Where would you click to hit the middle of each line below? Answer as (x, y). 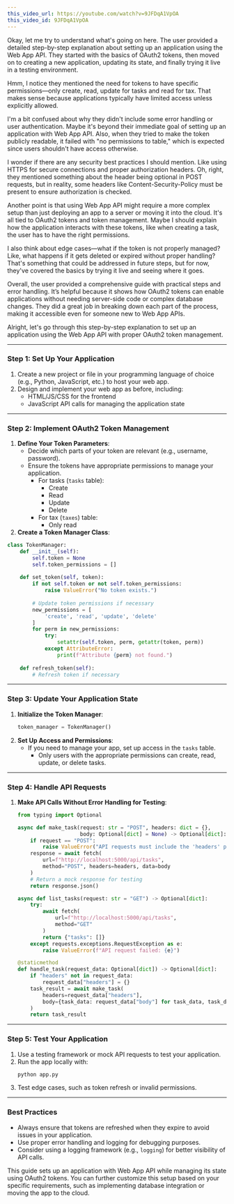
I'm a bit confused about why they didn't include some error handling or (110, 118)
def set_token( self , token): (62, 578)
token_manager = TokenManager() (64, 727)
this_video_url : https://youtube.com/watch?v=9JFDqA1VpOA (93, 14)
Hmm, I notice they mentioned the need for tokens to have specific (103, 83)
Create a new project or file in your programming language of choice (116, 374)
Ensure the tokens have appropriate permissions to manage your (120, 466)
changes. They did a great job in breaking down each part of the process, (113, 306)
